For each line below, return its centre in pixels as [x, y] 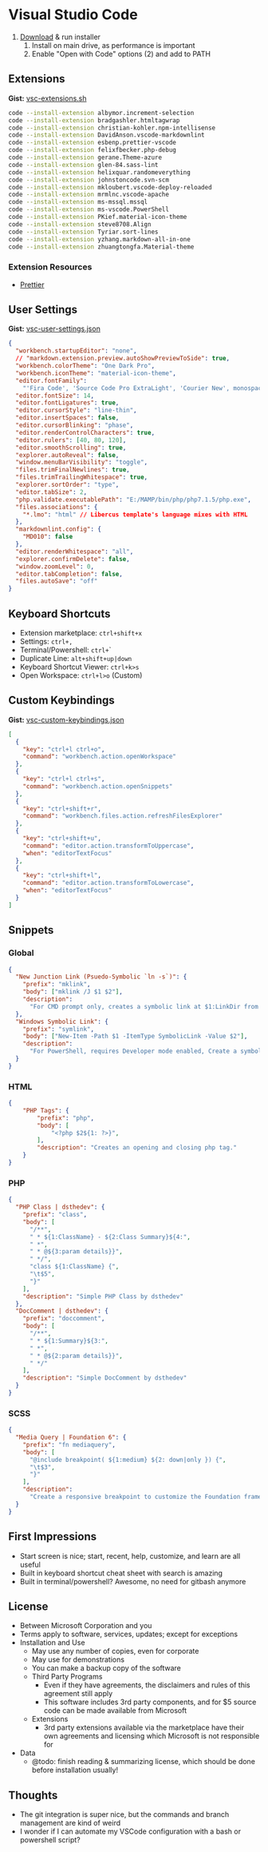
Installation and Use [52, 1643]
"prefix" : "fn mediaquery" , [69, 1444]
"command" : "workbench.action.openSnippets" [98, 786]
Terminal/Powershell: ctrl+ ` [65, 650]
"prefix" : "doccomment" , [64, 1319]
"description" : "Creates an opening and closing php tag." [137, 1148]
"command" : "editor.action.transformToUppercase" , [108, 846]
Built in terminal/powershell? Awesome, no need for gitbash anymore [133, 1581]
